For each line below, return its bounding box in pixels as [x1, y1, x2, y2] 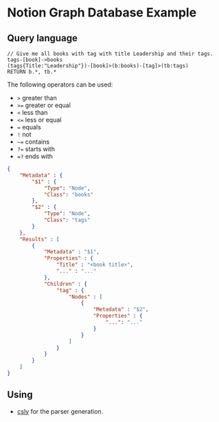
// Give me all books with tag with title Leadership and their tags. [7, 50, 214, 57]
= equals [16, 123, 41, 131]
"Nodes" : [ [68, 293, 103, 300]
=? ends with [16, 153, 54, 160]
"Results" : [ [19, 236, 60, 243]
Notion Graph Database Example [7, 5, 197, 21]
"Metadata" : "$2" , [93, 306, 149, 313]
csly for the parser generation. [16, 407, 104, 415]
